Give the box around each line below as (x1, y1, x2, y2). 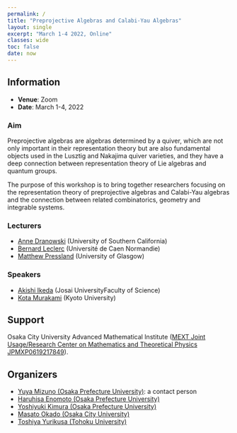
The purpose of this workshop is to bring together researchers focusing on (7, 180, 226, 189)
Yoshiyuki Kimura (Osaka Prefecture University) (17, 402, 157, 411)
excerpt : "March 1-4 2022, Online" (7, 30, 112, 38)
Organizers (7, 368, 58, 380)
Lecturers (7, 221, 42, 231)
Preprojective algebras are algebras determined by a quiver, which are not (7, 136, 224, 145)
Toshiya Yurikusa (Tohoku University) (17, 417, 127, 426)
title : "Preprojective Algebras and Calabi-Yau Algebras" (7, 17, 182, 24)
